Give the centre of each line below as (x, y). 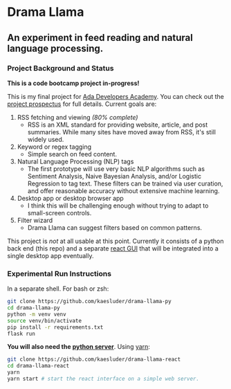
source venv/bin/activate (44, 320)
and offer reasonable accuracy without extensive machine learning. (123, 190)
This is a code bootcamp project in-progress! (73, 83)
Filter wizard (35, 220)
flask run (21, 334)
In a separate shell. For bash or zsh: (58, 289)
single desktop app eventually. (50, 255)
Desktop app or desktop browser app (71, 198)
